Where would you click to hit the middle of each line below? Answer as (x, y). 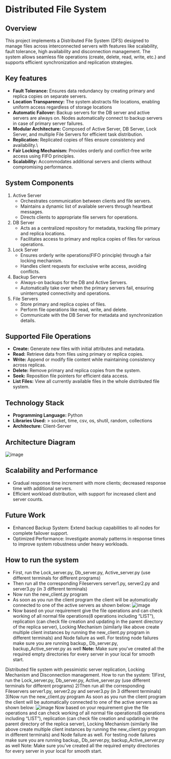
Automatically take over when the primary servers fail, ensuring (87, 288)
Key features (26, 79)
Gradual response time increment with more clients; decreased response (89, 483)
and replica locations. (43, 233)
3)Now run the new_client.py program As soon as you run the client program (86, 697)
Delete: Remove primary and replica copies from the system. (77, 371)
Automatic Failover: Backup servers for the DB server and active (81, 112)
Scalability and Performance (52, 471)
